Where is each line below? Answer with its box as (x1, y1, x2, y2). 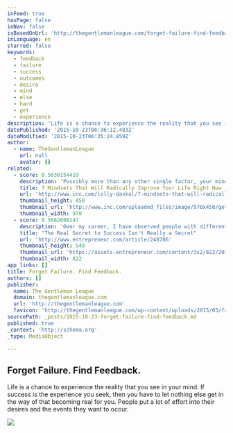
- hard (13, 101, 33, 108)
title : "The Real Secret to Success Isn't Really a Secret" (19, 230, 197, 237)
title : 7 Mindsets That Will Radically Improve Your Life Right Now (19, 185, 222, 192)
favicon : (13, 307, 39, 314)
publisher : (7, 281, 39, 288)
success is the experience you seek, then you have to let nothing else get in (7, 390, 224, 399)
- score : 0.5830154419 (13, 171, 79, 178)
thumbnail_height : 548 (19, 242, 85, 250)
